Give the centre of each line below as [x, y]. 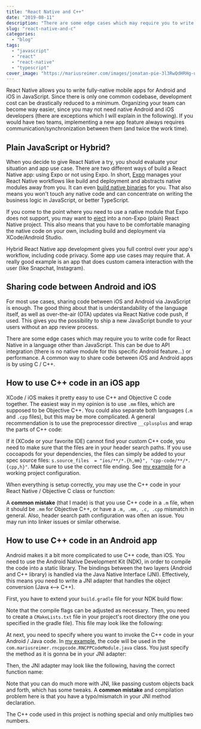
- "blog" [22, 40]
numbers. [18, 721]
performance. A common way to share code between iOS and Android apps [100, 357]
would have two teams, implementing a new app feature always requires [95, 122]
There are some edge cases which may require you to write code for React [98, 338]
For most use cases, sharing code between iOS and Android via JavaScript [98, 301]
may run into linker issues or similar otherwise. [63, 522]
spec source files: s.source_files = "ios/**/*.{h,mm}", [77, 460]
